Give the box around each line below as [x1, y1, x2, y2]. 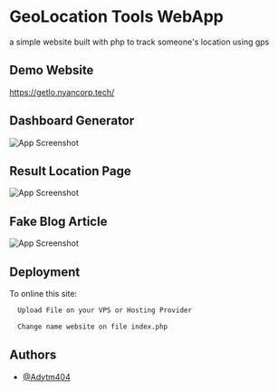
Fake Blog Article [9, 213, 108, 229]
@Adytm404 [22, 371, 71, 382]
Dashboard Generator [9, 113, 135, 129]
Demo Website [9, 63, 94, 78]
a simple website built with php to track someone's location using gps [9, 36, 270, 47]
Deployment [9, 264, 81, 279]
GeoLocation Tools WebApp [9, 6, 224, 27]
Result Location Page [9, 163, 131, 179]
